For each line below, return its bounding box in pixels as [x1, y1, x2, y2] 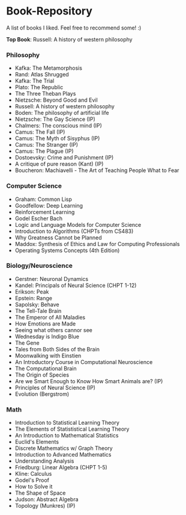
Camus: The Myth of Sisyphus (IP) [14, 135, 100, 142]
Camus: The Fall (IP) [14, 128, 65, 136]
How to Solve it [14, 483, 53, 490]
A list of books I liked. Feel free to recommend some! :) [6, 24, 142, 31]
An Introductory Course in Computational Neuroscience [14, 358, 153, 365]
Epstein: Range [14, 294, 53, 301]
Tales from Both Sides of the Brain [14, 345, 100, 353]
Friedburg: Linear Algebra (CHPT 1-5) [14, 464, 108, 471]
